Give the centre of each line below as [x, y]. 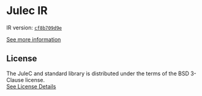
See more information [34, 39]
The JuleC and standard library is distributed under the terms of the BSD [98, 73]
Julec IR [27, 11]
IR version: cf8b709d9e [34, 28]
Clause [15, 79]
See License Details [31, 86]
